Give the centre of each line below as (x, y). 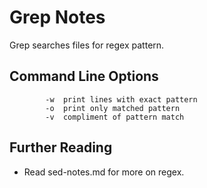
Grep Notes (57, 17)
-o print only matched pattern (113, 108)
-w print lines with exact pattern (121, 99)
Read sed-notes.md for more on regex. (104, 172)
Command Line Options (84, 76)
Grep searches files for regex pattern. (87, 45)
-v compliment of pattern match (115, 117)
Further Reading (61, 147)
